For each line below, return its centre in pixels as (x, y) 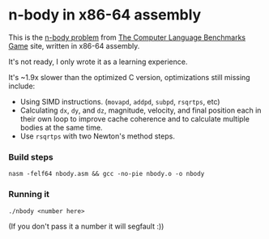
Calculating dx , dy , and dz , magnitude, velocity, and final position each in (141, 110)
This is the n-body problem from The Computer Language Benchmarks (127, 37)
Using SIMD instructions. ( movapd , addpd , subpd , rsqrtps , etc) (120, 101)
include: (22, 86)
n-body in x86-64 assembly (105, 15)
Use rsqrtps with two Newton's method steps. (98, 136)
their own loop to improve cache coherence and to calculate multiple (134, 118)
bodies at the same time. (61, 127)
